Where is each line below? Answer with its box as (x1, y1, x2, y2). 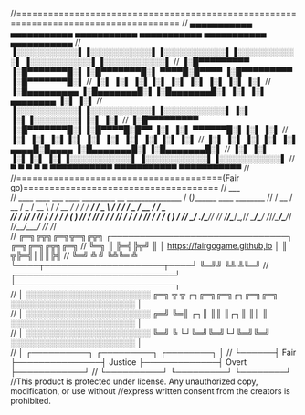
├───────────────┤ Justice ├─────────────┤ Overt (10, 357, 247, 368)
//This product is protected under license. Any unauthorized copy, (10, 376, 258, 387)
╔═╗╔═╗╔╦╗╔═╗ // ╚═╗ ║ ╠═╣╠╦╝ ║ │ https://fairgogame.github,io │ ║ (10, 241, 289, 251)
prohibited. (10, 396, 51, 406)
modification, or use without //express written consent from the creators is (10, 386, 290, 396)
